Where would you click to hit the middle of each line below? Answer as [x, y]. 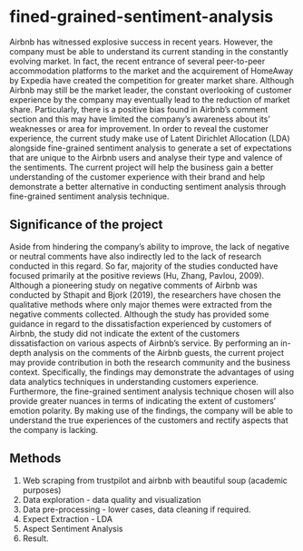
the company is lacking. [54, 429]
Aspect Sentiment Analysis [73, 528]
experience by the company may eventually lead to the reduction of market [150, 99]
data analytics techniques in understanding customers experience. [134, 381]
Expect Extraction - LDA [68, 518]
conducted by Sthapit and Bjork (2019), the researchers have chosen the [145, 295]
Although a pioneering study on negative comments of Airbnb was [134, 285]
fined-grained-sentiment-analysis [142, 17]
